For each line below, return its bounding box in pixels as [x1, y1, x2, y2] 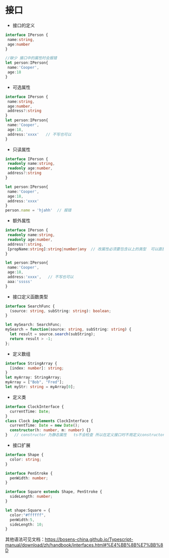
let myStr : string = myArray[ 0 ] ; [5, 385, 75, 390]
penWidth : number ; [10, 476, 49, 481]
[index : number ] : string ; [10, 365, 64, 370]
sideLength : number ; [10, 494, 53, 499]
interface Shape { [5, 452, 44, 457]
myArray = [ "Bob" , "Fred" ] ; [5, 380, 64, 385]
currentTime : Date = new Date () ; [10, 423, 80, 428]
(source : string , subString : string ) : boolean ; [10, 308, 112, 313]
